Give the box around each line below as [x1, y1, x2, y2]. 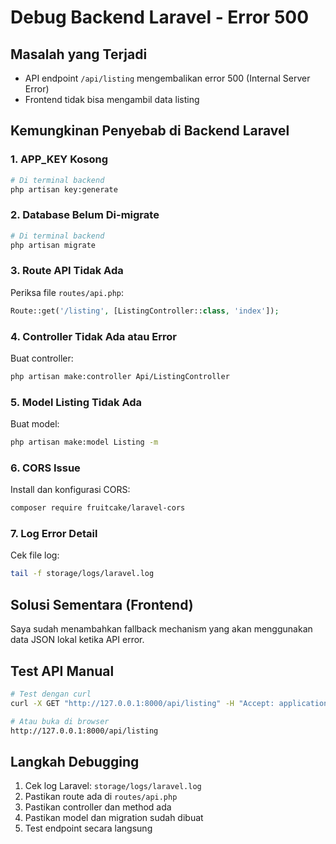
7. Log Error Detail [10, 527, 98, 541]
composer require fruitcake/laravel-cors [10, 503, 186, 513]
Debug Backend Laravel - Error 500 [10, 6, 310, 29]
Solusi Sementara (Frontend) [10, 596, 194, 613]
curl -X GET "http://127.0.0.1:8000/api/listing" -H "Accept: [10, 698, 275, 708]
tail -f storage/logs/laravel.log [10, 569, 155, 579]
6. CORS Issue [10, 461, 81, 475]
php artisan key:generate [10, 184, 118, 195]
